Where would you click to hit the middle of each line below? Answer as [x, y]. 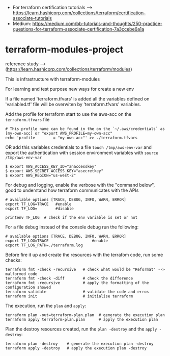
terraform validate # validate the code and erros [77, 292]
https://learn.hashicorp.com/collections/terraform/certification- [79, 13]
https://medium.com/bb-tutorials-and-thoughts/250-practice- [97, 23]
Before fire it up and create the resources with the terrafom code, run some [84, 255]
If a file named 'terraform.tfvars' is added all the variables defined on [77, 98]
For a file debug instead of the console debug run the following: [72, 227]
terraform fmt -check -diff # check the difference [69, 278]
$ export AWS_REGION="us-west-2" [41, 175]
